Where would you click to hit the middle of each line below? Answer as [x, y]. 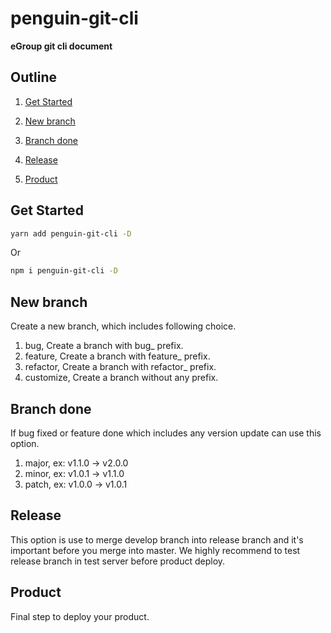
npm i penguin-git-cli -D [64, 271]
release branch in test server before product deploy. [118, 561]
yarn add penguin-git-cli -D [71, 233]
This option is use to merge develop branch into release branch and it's [157, 539]
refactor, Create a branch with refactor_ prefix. [120, 367]
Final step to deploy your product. [80, 616]
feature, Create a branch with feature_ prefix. [117, 356]
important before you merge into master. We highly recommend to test [155, 550]
